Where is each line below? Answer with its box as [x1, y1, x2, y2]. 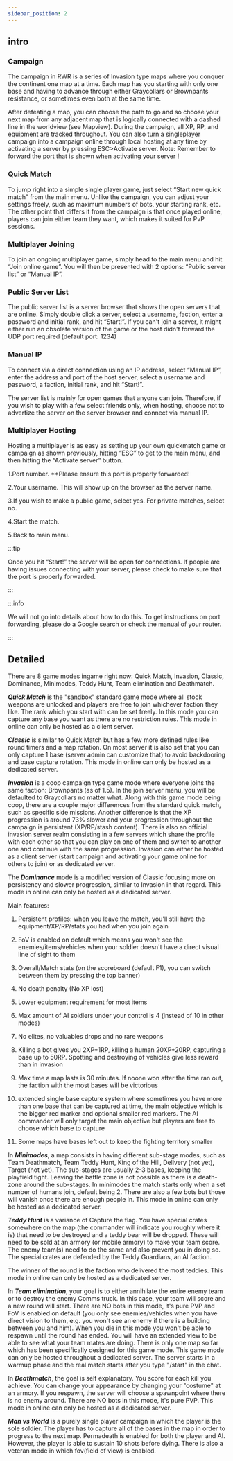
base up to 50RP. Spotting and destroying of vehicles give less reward [17, 1053, 219, 1061]
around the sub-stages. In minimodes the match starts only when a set [24, 1180, 226, 1188]
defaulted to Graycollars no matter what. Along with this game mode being [8, 793, 221, 802]
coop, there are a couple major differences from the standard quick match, [8, 800, 221, 809]
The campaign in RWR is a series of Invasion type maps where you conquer [8, 72, 225, 80]
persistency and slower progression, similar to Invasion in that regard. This [8, 880, 221, 888]
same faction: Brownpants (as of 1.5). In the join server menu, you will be [8, 786, 216, 794]
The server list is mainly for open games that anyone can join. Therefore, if [8, 393, 221, 402]
